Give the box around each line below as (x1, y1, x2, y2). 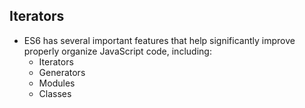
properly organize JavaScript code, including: (23, 45, 212, 57)
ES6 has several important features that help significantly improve (23, 34, 296, 46)
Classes (38, 87, 72, 99)
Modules (38, 77, 76, 89)
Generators (38, 66, 86, 78)
